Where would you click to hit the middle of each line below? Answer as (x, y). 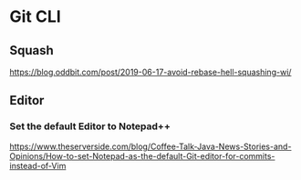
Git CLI (35, 17)
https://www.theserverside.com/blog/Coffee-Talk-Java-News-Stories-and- (150, 146)
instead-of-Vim (38, 165)
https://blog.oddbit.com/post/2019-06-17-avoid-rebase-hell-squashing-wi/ (150, 72)
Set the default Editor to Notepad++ (90, 126)
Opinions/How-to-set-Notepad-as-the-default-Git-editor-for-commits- (142, 155)
